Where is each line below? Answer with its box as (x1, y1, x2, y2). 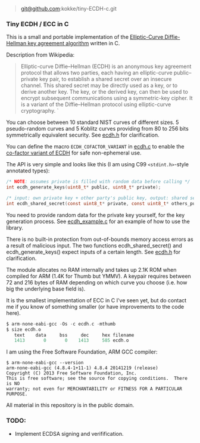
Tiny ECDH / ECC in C (6, 20, 69, 28)
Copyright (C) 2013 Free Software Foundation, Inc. (6, 370, 137, 376)
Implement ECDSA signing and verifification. (14, 430, 124, 437)
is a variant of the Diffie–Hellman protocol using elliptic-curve (20, 101, 171, 108)
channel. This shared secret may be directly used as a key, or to (20, 82, 178, 89)
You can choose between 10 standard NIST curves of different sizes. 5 (6, 119, 179, 126)
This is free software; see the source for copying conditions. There (6, 376, 187, 382)
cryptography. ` (20, 107, 59, 114)
